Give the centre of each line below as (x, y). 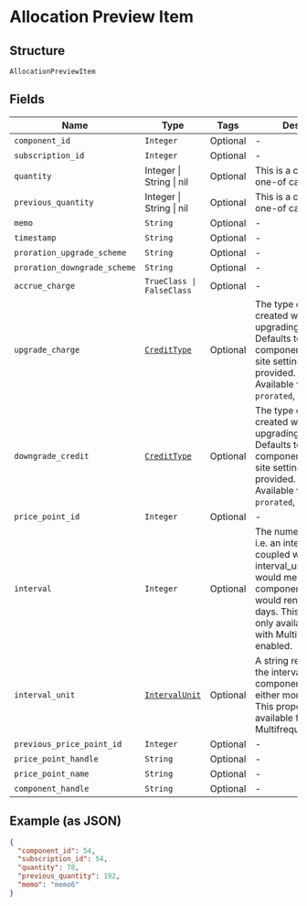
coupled (273, 554)
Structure (37, 51)
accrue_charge (45, 286)
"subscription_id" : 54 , (63, 859)
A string (272, 660)
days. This (277, 612)
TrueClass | (170, 281)
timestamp (35, 238)
